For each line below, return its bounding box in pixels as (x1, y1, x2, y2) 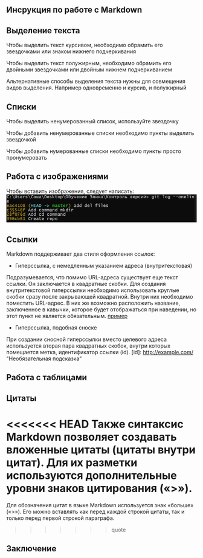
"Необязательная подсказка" (6, 355, 82, 362)
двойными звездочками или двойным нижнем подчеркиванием (6, 66, 172, 73)
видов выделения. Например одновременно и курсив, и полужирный (6, 84, 187, 91)
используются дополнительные (6, 469, 177, 482)
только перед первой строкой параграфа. (6, 514, 115, 522)
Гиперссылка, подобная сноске (14, 323, 97, 331)
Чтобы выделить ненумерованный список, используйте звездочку (6, 118, 179, 125)
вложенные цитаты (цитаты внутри (6, 443, 196, 456)
